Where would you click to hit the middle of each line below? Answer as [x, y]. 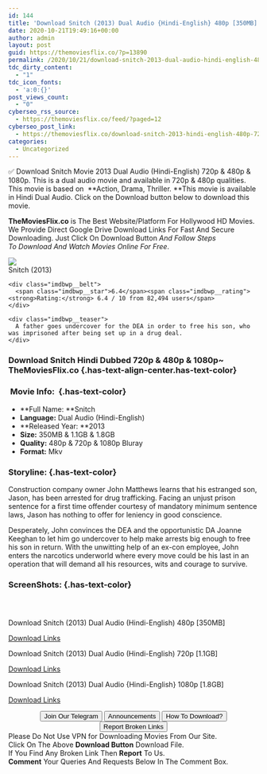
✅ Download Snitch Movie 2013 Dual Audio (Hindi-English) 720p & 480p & [130, 171]
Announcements [132, 716]
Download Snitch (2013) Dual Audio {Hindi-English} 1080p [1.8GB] [116, 685]
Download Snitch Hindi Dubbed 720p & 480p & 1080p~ [116, 361]
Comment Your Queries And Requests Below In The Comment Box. [118, 762]
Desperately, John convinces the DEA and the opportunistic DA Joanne [125, 530]
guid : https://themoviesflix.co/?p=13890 [78, 53]
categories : [28, 141]
